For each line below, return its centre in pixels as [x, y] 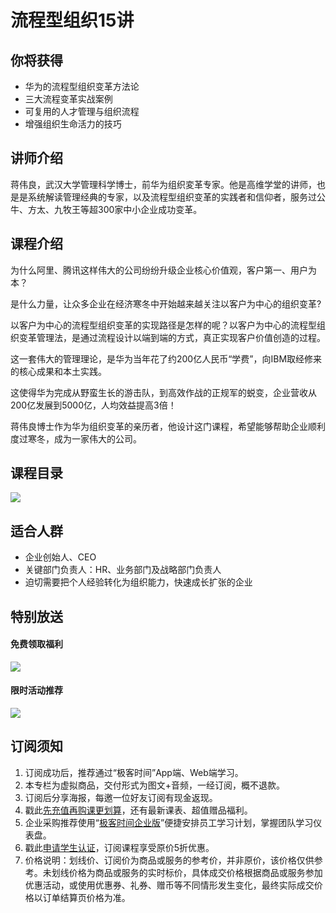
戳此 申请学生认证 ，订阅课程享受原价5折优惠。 [119, 847]
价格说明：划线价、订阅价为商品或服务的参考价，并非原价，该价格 [160, 860]
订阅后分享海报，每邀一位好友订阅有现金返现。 [121, 797]
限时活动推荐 [36, 690]
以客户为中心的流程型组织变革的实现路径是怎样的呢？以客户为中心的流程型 [163, 325]
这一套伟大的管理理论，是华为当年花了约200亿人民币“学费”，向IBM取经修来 [166, 358]
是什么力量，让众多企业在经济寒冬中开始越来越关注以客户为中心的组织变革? [166, 303]
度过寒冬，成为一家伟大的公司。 [76, 438]
